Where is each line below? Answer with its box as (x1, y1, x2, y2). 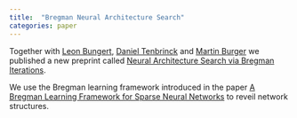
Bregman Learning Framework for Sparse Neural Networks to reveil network (9, 90, 289, 102)
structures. (9, 100, 49, 111)
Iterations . (9, 64, 46, 75)
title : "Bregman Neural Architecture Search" (9, 12, 185, 22)
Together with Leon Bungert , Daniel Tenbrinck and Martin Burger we (9, 45, 260, 56)
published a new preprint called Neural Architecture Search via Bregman (9, 55, 275, 66)
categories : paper (9, 21, 77, 30)
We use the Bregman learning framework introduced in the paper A (9, 82, 255, 92)
